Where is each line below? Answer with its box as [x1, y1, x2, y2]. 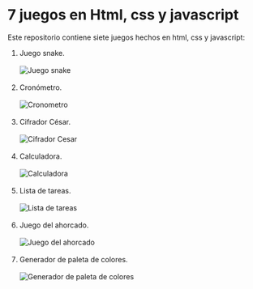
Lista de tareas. [19, 185, 71, 195]
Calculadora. [19, 151, 62, 161]
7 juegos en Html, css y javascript [7, 6, 239, 24]
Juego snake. [19, 48, 66, 57]
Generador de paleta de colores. [19, 254, 128, 264]
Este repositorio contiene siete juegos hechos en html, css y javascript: [7, 32, 245, 42]
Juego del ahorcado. [19, 220, 89, 230]
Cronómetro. [19, 83, 62, 92]
